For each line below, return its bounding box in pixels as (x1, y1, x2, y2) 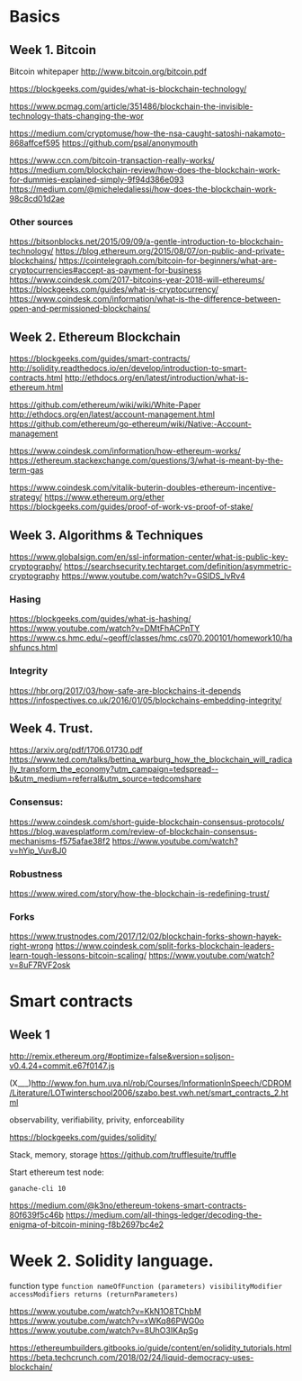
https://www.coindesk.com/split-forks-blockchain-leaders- (55, 940, 275, 951)
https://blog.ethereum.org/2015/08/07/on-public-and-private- (55, 246, 285, 257)
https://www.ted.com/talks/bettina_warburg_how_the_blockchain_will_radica (9, 754, 293, 765)
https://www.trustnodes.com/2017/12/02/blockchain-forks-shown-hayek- (9, 931, 282, 942)
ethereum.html (9, 382, 64, 393)
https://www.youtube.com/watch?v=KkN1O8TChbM (9, 1306, 202, 1317)
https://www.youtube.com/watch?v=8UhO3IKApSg (9, 1325, 199, 1336)
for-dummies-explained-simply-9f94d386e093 (9, 174, 184, 185)
